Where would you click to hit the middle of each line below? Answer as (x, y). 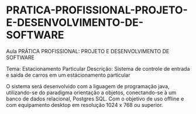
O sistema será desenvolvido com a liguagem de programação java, (88, 86)
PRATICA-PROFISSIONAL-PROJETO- (97, 10)
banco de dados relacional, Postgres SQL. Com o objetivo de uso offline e (95, 99)
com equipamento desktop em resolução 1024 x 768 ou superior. (85, 105)
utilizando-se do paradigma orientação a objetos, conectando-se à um (91, 92)
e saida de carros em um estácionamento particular (68, 75)
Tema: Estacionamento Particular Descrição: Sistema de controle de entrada (98, 68)
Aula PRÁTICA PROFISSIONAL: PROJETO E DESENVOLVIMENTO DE (88, 51)
